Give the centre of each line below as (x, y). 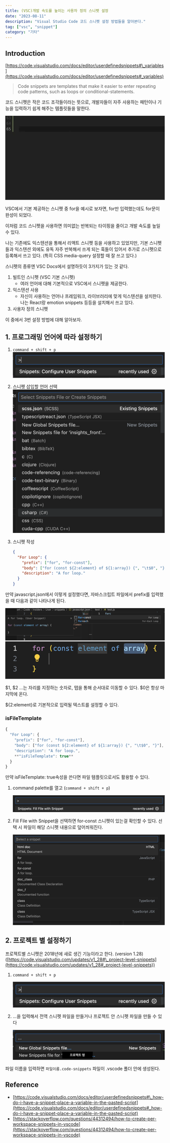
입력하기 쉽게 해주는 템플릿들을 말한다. (52, 108)
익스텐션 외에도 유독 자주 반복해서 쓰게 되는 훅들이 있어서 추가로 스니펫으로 (88, 249)
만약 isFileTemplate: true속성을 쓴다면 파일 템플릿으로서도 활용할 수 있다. (77, 777)
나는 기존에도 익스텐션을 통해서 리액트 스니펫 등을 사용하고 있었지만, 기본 (77, 243)
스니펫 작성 (24, 542)
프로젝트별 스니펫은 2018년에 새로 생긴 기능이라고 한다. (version (69, 954)
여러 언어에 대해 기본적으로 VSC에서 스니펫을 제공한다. (74, 283)
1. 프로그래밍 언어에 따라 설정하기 (54, 337)
